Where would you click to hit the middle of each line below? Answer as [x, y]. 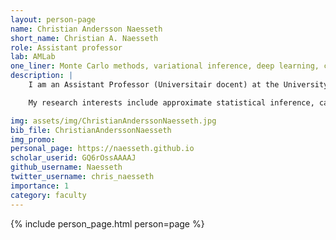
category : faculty [48, 195]
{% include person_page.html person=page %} [107, 223]
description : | [42, 76]
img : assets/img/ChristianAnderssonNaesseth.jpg [113, 121]
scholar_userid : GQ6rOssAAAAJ [73, 158]
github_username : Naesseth [66, 167]
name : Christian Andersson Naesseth [86, 29]
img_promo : [33, 139]
